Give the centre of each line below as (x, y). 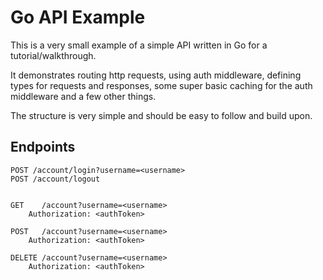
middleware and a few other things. (83, 96)
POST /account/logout (55, 179)
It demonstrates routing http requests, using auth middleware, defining (156, 75)
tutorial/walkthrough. (53, 55)
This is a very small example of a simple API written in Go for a (139, 45)
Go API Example (78, 17)
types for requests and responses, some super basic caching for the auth (161, 85)
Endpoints (43, 147)
